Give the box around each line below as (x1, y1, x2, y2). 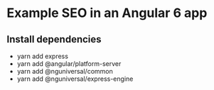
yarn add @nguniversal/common (16, 67, 113, 75)
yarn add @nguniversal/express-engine (16, 74, 134, 83)
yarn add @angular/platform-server (16, 60, 122, 68)
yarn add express (16, 52, 69, 60)
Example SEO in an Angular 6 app (6, 5, 208, 21)
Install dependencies (6, 33, 102, 45)
